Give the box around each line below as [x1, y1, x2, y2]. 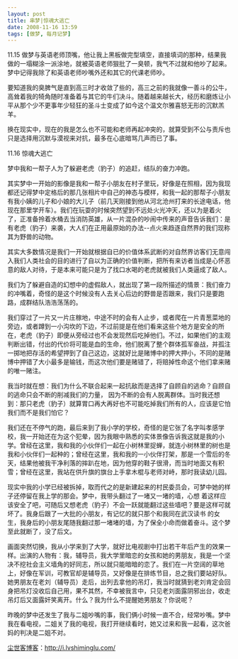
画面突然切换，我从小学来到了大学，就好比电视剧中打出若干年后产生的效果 [7, 543, 225, 551]
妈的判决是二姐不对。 [7, 628, 69, 637]
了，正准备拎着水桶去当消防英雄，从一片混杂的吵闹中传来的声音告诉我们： [7, 214, 225, 224]
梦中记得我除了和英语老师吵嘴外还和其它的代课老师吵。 [7, 68, 169, 77]
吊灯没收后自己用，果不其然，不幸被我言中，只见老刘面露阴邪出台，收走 [19, 587, 231, 595]
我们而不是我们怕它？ [7, 408, 69, 417]
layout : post [7, 10, 46, 18]
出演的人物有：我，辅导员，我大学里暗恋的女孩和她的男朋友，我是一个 [19, 551, 225, 560]
